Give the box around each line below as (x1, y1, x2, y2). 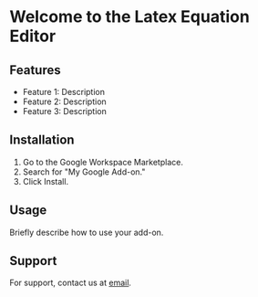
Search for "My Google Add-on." (22, 166, 146, 177)
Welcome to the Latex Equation (9, 6, 251, 27)
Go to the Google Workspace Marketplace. (22, 156, 184, 167)
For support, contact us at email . (9, 277, 132, 289)
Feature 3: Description (22, 106, 107, 116)
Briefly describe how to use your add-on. (9, 227, 164, 238)
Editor (9, 26, 57, 47)
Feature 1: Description (22, 87, 105, 97)
